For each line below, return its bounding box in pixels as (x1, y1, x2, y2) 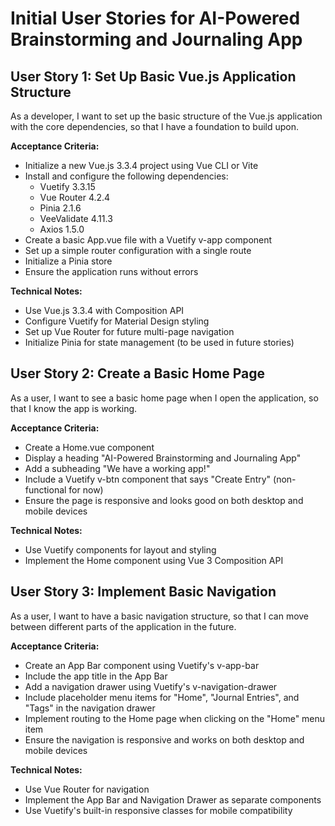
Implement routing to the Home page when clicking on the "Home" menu (24, 712, 326, 724)
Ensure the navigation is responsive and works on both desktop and (24, 733, 305, 746)
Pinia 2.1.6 (39, 202, 82, 214)
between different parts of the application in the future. (10, 620, 237, 632)
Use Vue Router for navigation (24, 783, 150, 795)
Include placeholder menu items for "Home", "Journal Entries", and (24, 691, 300, 703)
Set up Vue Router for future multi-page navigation (24, 326, 235, 337)
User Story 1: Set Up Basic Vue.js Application (10, 68, 297, 85)
